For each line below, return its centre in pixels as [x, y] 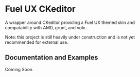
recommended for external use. [37, 42]
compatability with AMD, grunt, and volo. [46, 27]
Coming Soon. [19, 69]
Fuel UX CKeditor [40, 9]
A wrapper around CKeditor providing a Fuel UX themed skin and [70, 22]
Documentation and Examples [52, 58]
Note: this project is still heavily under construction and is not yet [70, 37]
